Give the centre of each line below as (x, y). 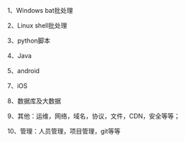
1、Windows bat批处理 (40, 10)
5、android (24, 71)
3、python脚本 (29, 40)
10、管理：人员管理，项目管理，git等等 (64, 131)
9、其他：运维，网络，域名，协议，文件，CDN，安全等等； (94, 116)
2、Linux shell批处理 (37, 26)
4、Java (19, 56)
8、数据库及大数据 (34, 101)
